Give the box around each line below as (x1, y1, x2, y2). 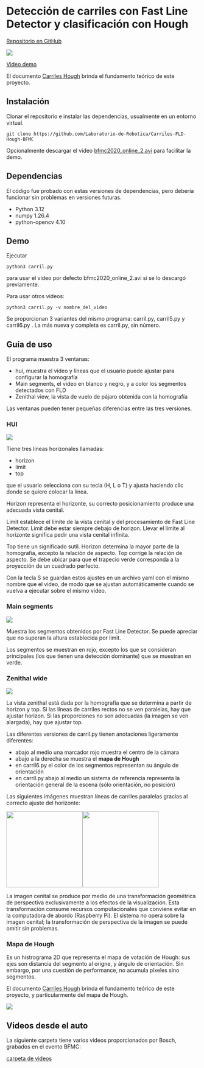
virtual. (6, 119, 24, 126)
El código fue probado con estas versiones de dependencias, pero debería (6, 187, 194, 194)
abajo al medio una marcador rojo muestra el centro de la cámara (15, 749, 180, 756)
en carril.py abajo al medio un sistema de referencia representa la (15, 775, 180, 782)
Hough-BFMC (6, 136, 34, 142)
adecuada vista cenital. (6, 506, 65, 514)
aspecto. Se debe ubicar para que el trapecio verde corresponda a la (6, 556, 180, 564)
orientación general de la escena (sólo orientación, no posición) (15, 781, 175, 789)
